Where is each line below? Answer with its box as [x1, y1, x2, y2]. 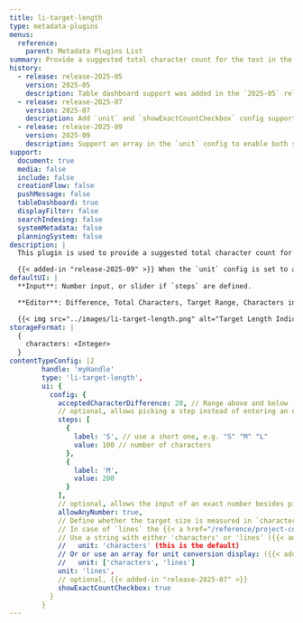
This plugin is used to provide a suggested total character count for [17, 249, 293, 258]
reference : [17, 38, 59, 48]
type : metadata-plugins [9, 22, 99, 31]
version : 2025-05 [25, 80, 91, 90]
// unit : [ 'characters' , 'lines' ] [57, 558, 196, 568]
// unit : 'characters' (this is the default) [57, 542, 241, 551]
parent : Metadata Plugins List [25, 47, 143, 56]
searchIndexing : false [17, 214, 103, 224]
